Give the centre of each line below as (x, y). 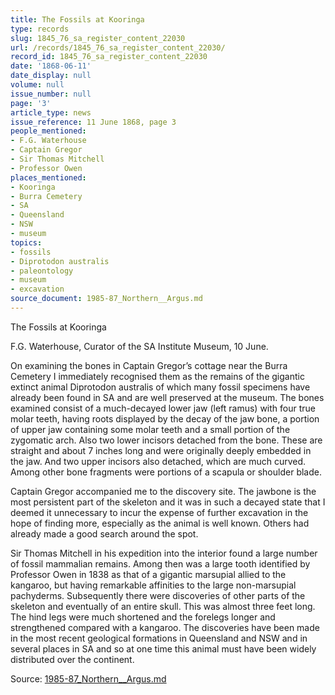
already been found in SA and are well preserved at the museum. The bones (167, 397)
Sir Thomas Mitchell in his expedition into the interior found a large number (164, 553)
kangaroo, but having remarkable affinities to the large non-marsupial (153, 585)
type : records (40, 29)
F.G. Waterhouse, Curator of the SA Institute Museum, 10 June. (139, 346)
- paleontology (42, 271)
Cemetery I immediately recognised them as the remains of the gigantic (157, 376)
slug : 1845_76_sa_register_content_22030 (98, 38)
